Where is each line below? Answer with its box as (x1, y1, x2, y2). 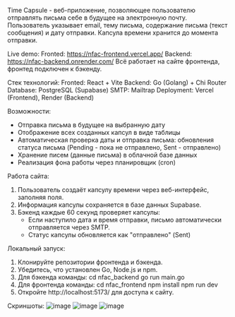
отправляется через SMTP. (28, 223, 111, 232)
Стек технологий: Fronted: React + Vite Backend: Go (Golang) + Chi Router (7, 78, 227, 87)
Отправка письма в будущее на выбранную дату (17, 121, 166, 129)
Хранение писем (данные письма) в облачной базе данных (17, 151, 198, 159)
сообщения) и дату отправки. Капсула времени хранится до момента (7, 28, 219, 37)
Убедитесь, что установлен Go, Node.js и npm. (17, 265, 158, 274)
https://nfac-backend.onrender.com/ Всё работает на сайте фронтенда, (7, 57, 220, 66)
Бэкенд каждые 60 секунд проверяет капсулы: (17, 208, 160, 216)
